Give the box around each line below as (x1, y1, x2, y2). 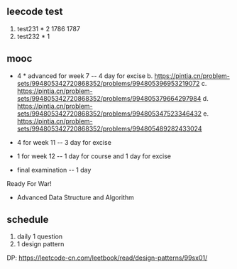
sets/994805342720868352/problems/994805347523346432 (16, 109, 202, 118)
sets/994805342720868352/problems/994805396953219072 (16, 79, 200, 87)
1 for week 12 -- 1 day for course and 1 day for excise (16, 152, 172, 160)
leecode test (6, 6, 63, 18)
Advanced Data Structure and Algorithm (16, 193, 134, 202)
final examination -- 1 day (16, 165, 92, 174)
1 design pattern (16, 240, 65, 248)
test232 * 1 (16, 32, 50, 40)
